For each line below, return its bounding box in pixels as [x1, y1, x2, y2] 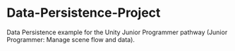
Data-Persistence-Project [6, 5, 161, 21]
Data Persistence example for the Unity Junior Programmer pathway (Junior [6, 28, 228, 36]
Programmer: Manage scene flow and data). [6, 35, 135, 43]
